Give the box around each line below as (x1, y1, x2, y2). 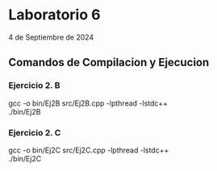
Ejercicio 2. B (8, 80, 61, 91)
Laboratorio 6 (8, 6, 101, 24)
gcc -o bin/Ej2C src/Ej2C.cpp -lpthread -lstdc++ (8, 145, 169, 155)
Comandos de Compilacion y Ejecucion (8, 56, 210, 69)
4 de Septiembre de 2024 (8, 32, 94, 42)
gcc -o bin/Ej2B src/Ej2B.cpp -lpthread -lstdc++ (8, 98, 168, 108)
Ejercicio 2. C (8, 127, 61, 138)
